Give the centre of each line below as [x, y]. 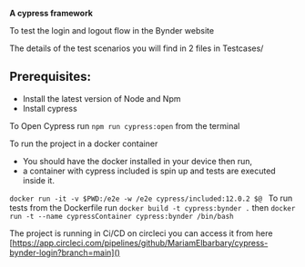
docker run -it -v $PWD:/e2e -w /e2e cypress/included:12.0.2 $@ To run [151, 198]
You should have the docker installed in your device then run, [137, 161]
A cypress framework [51, 13]
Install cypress [50, 108]
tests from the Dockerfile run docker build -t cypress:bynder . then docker [152, 207]
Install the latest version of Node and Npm [102, 98]
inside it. [38, 180]
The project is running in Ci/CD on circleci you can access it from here [141, 233]
